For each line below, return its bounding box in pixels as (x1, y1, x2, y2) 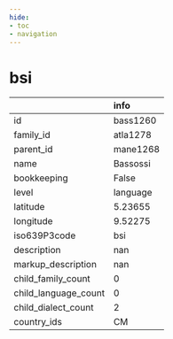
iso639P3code (13, 229, 76, 242)
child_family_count (13, 273, 90, 285)
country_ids (13, 316, 62, 328)
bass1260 (113, 114, 157, 127)
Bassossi (113, 158, 151, 170)
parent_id (13, 143, 53, 156)
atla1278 (113, 129, 153, 142)
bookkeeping (13, 172, 68, 184)
